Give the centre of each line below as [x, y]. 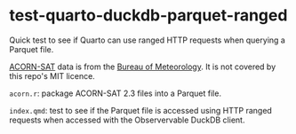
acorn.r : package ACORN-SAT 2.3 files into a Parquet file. [116, 93]
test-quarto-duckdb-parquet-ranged [148, 16]
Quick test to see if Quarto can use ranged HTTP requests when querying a [148, 40]
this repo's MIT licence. [52, 75]
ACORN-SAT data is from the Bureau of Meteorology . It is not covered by [143, 67]
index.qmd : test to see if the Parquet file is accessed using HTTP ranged [141, 110]
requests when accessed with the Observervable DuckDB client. [127, 120]
